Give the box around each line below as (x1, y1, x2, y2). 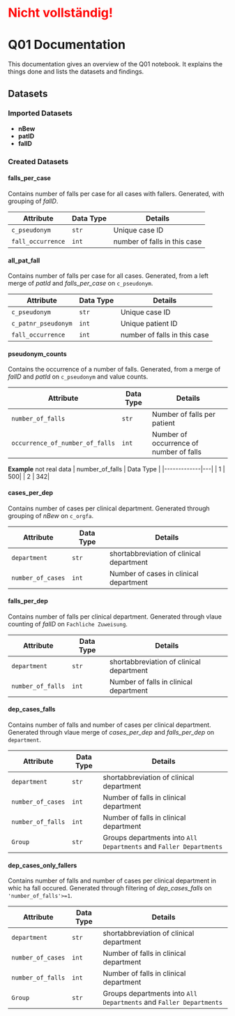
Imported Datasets (8, 108, 73, 118)
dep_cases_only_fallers (8, 861, 77, 869)
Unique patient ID (120, 319, 178, 329)
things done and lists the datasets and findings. (8, 68, 144, 76)
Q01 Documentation (8, 37, 126, 53)
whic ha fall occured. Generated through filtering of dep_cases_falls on (8, 884, 212, 892)
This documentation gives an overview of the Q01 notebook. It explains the (8, 60, 222, 68)
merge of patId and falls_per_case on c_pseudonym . (8, 279, 153, 288)
